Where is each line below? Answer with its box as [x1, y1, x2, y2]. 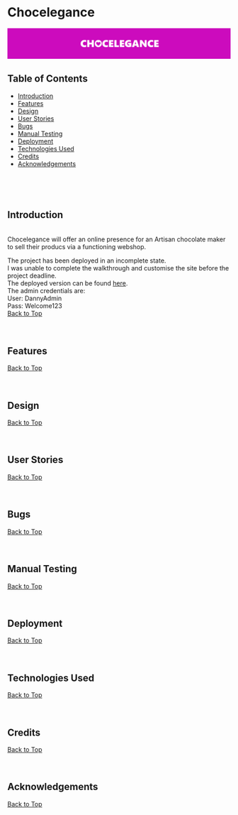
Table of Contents [7, 72, 89, 85]
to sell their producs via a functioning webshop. [7, 243, 147, 251]
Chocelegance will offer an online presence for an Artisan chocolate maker [7, 235, 226, 244]
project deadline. [7, 271, 57, 280]
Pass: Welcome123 [7, 302, 62, 310]
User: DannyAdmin [7, 294, 62, 302]
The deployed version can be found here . [7, 279, 128, 288]
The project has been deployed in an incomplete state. [7, 256, 166, 265]
